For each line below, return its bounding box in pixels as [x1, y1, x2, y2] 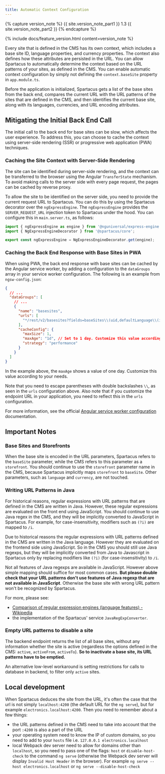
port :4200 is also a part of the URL [12, 727, 83, 733]
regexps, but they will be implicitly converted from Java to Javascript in [5, 549, 150, 555]
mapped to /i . [5, 524, 34, 530]
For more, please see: [5, 595, 49, 600]
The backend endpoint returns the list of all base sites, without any [5, 638, 140, 644]
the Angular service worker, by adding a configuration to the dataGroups [5, 266, 150, 272]
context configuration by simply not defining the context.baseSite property [5, 71, 158, 77]
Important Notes [5, 427, 56, 436]
